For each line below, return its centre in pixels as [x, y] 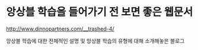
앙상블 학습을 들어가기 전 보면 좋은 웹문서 [100, 12]
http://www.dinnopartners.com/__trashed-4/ [60, 29]
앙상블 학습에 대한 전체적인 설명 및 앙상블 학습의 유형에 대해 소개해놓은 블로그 [95, 41]
